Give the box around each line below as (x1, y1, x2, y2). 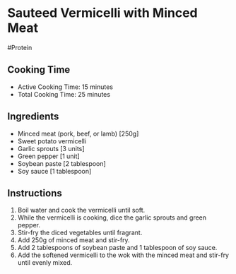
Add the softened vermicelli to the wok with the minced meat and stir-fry (17, 251, 230, 259)
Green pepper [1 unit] (17, 152, 80, 160)
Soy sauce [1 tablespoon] (17, 167, 92, 175)
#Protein (7, 43, 33, 52)
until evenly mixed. (17, 258, 73, 267)
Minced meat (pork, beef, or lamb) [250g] (17, 129, 139, 138)
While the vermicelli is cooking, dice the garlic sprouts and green (17, 213, 207, 222)
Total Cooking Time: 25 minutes (17, 90, 111, 98)
